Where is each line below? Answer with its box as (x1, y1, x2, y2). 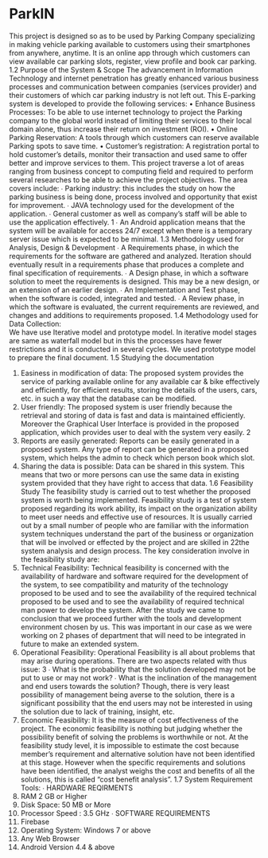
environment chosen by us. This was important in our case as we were (20, 622, 253, 632)
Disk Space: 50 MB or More (20, 800, 111, 809)
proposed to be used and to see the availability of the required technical (20, 588, 257, 597)
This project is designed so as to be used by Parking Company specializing (9, 31, 255, 41)
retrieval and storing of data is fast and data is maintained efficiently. (20, 410, 246, 420)
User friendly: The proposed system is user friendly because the (20, 402, 233, 411)
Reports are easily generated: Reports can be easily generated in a (20, 436, 239, 445)
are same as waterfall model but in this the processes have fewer (9, 335, 223, 345)
